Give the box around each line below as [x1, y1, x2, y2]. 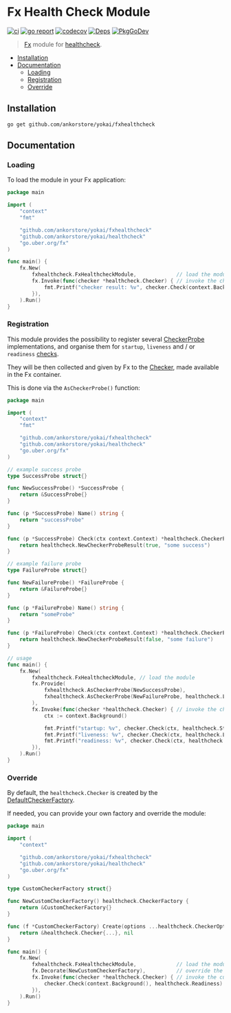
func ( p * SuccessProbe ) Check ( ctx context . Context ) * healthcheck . [7, 535, 201, 542]
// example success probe [7, 466, 81, 473]
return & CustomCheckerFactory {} [19, 904, 112, 911]
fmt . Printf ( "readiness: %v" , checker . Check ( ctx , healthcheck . [43, 737, 226, 745]
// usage [7, 655, 32, 662]
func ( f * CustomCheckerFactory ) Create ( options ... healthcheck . [7, 923, 195, 930]
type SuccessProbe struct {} [7, 472, 88, 479]
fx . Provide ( [32, 680, 67, 688]
